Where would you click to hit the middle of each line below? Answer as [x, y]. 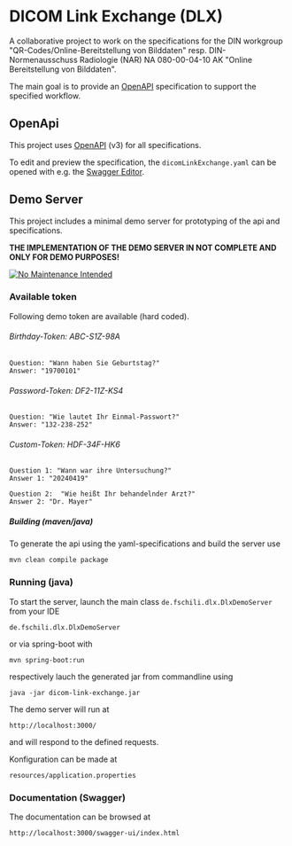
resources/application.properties [73, 775]
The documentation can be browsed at [80, 817]
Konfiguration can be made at [63, 759]
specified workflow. [45, 96]
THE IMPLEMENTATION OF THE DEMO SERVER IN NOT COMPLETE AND [143, 247]
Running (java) [41, 583]
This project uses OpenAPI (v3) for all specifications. [105, 145]
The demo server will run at [59, 709]
